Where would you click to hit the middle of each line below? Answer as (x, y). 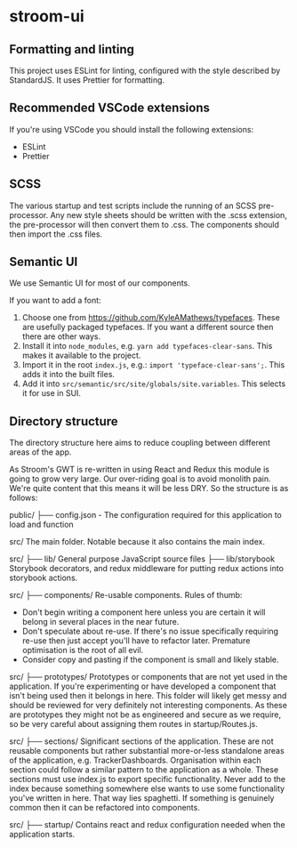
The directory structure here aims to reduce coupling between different (140, 443)
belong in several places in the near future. (100, 622)
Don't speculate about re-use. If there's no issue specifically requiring (150, 631)
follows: (24, 498)
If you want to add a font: (55, 301)
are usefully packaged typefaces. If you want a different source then (148, 327)
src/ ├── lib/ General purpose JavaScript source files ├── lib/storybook (142, 559)
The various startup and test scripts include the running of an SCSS (133, 206)
